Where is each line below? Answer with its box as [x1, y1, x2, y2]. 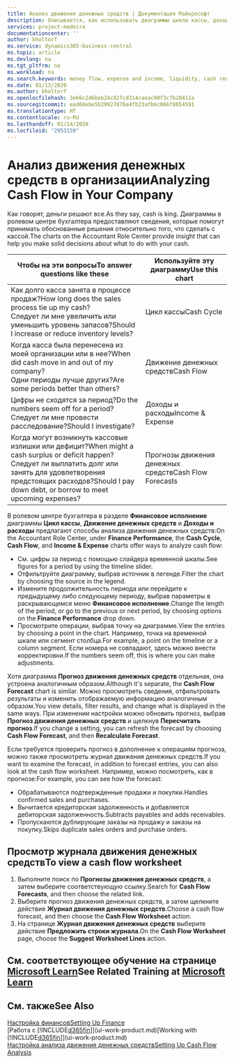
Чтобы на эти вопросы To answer [17, 260, 132, 270]
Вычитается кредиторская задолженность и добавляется [17, 803, 189, 812]
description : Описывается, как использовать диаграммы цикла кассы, [7, 17, 210, 24]
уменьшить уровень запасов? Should [10, 320, 136, 330]
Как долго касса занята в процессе [10, 285, 131, 295]
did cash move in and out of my [10, 357, 114, 367]
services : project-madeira [7, 23, 86, 30]
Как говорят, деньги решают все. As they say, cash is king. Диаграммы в [7, 210, 221, 218]
